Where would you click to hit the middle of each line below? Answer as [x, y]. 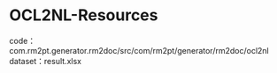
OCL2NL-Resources [84, 15]
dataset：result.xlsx [46, 61]
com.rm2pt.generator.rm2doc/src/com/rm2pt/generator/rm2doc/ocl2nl [139, 50]
